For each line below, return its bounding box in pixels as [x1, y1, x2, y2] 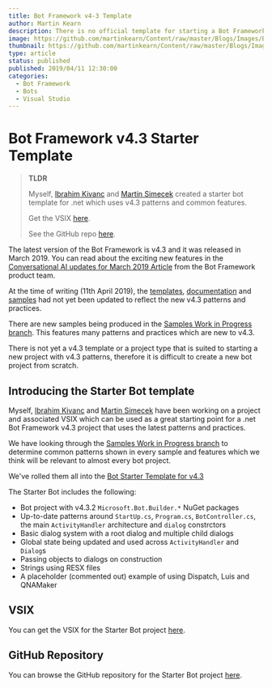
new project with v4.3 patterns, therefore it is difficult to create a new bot [8, 352, 253, 362]
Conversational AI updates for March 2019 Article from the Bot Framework [8, 262, 256, 272]
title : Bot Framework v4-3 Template [8, 11, 132, 20]
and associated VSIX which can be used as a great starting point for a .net [8, 414, 257, 423]
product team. [8, 270, 56, 280]
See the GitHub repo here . [28, 229, 116, 239]
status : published [8, 57, 70, 66]
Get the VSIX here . [28, 214, 91, 223]
